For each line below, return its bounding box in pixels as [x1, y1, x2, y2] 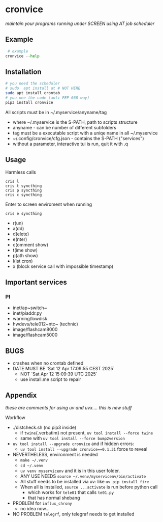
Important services [5, 278, 67, 286]
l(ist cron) [12, 258, 33, 264]
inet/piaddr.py [12, 310, 42, 316]
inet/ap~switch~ [12, 305, 47, 311]
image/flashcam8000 [12, 326, 58, 333]
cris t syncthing [5, 183, 42, 188]
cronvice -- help [5, 53, 40, 59]
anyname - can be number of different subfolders [12, 124, 117, 130]
